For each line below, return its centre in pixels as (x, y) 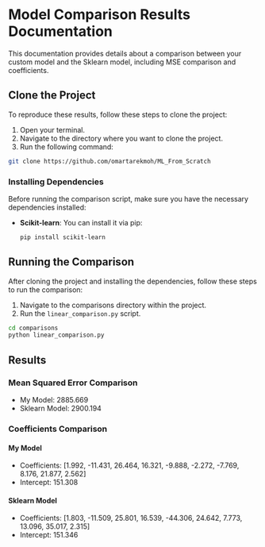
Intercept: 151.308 (49, 483)
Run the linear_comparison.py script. (80, 313)
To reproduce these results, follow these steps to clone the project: (118, 114)
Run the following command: (66, 146)
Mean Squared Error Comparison (73, 383)
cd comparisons (33, 328)
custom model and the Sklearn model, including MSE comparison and (122, 62)
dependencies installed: (47, 207)
